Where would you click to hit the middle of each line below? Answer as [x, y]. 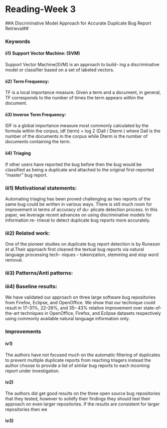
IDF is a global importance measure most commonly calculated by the [77, 126]
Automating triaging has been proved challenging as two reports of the [78, 198]
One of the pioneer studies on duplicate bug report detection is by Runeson [83, 244]
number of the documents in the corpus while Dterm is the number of [77, 136]
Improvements [23, 332]
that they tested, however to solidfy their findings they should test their [78, 398]
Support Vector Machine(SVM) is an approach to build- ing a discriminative [82, 65]
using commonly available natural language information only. [68, 319]
